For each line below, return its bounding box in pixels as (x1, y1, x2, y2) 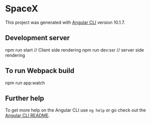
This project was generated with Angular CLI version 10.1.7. (5, 19, 126, 25)
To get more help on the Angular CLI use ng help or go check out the (5, 107, 146, 113)
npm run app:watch (5, 80, 45, 86)
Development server (5, 34, 70, 42)
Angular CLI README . (5, 113, 50, 119)
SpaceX (5, 3, 38, 14)
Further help (5, 94, 45, 102)
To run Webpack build (5, 66, 75, 75)
